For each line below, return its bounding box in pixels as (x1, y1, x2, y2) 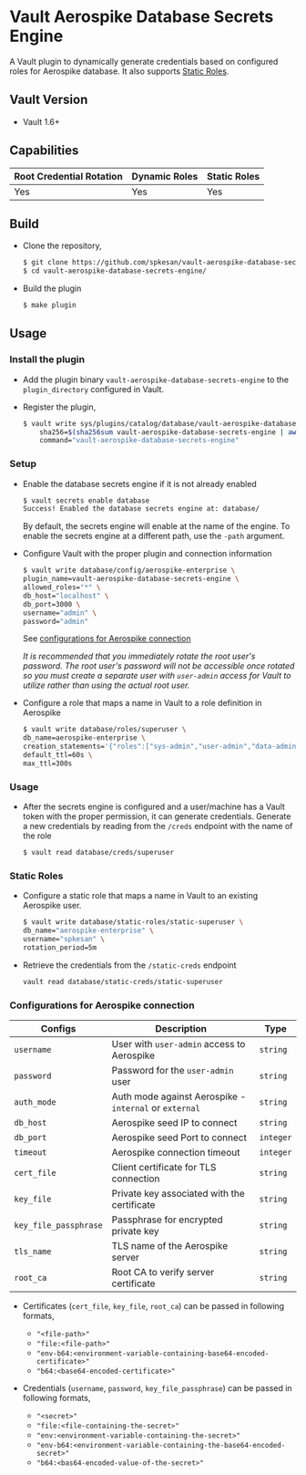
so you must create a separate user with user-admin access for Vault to (22, 670, 291, 681)
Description (154, 1023, 208, 1034)
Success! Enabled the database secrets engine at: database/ (22, 504, 260, 514)
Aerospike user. (22, 900, 82, 911)
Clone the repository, (22, 240, 102, 252)
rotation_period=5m (22, 942, 97, 952)
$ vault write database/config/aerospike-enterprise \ (22, 566, 236, 576)
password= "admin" (22, 617, 89, 626)
